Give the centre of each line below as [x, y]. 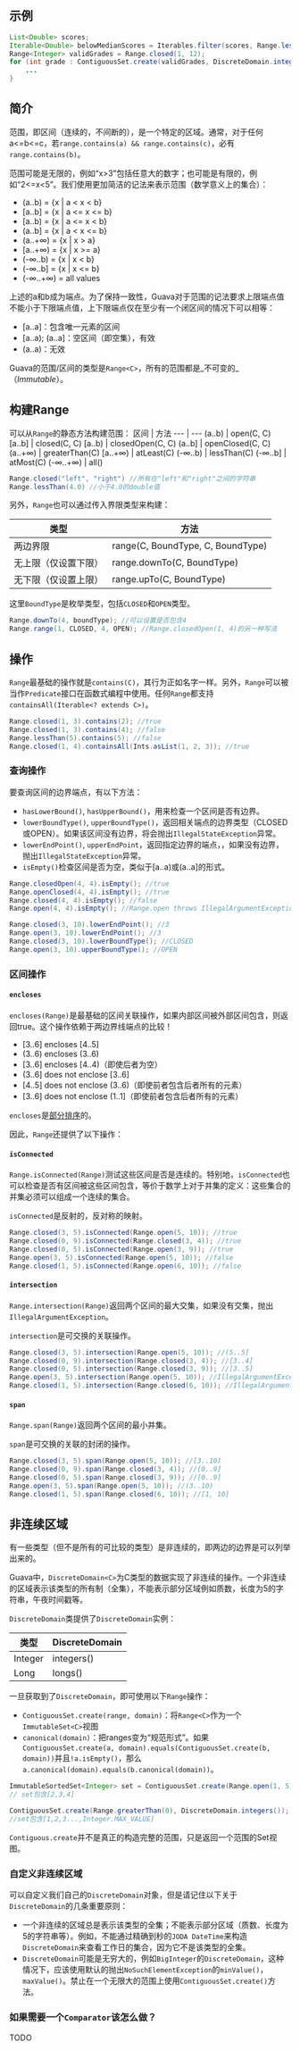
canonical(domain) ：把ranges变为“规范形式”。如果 [116, 1737]
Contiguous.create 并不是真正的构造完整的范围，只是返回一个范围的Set [139, 1837]
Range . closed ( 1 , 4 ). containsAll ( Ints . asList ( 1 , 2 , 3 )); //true [129, 746]
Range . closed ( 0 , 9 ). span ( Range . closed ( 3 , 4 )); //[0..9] [115, 1470]
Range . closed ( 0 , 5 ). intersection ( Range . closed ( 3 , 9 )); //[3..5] [131, 1369]
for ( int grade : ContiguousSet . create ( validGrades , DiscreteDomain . [142, 62]
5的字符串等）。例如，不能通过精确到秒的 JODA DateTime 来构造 [135, 1937]
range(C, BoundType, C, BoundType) [190, 546]
